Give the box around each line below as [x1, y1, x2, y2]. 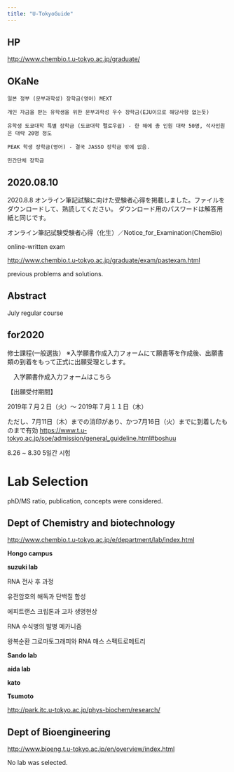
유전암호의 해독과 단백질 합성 [7, 592, 86, 601]
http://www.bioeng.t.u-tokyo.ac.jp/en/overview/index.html [7, 745, 175, 753]
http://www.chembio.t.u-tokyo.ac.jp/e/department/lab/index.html [7, 536, 195, 544]
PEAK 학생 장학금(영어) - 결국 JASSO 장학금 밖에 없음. [7, 143, 151, 151]
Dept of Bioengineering [7, 726, 111, 738]
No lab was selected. [7, 759, 68, 767]
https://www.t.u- [39, 426, 88, 435]
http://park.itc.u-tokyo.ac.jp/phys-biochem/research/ [7, 706, 160, 714]
